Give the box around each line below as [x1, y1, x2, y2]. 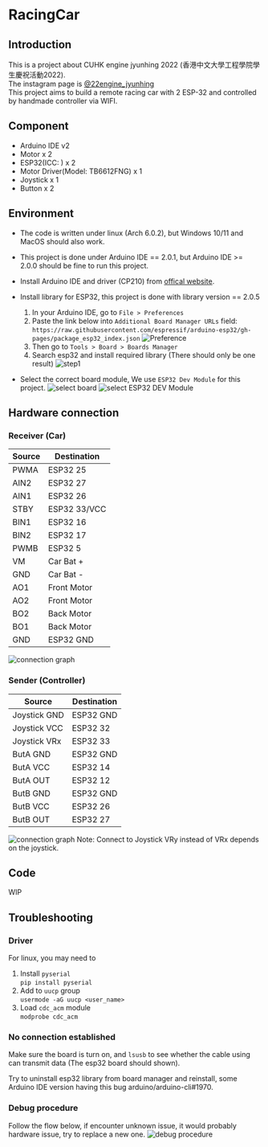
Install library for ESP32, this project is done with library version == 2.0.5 [19, 292, 260, 301]
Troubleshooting [8, 911, 94, 924]
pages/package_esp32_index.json [31, 334, 140, 342]
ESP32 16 [47, 517, 87, 528]
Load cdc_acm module [19, 1003, 91, 1013]
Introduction [8, 38, 72, 51]
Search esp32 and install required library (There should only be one [31, 350, 256, 359]
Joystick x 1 [19, 174, 59, 184]
